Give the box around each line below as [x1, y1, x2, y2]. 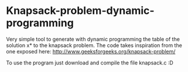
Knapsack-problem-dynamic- [6, 4, 155, 17]
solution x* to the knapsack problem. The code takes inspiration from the [6, 42, 183, 49]
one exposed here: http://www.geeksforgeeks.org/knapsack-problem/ [6, 48, 176, 55]
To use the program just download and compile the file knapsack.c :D [6, 59, 174, 66]
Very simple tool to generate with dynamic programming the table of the [6, 35, 180, 42]
